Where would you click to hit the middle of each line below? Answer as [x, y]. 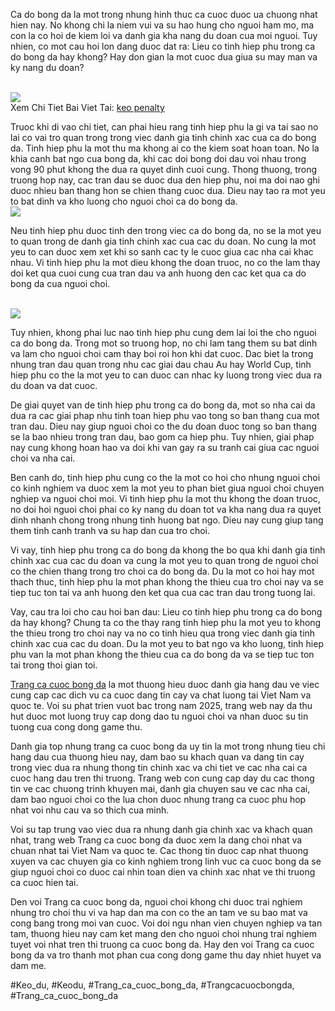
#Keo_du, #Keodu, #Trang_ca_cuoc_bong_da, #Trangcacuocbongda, [152, 985]
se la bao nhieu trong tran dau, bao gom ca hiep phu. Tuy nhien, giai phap [162, 437]
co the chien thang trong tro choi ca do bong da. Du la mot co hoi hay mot [162, 571]
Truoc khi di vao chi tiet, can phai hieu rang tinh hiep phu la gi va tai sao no [164, 127]
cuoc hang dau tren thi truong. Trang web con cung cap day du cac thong [162, 778]
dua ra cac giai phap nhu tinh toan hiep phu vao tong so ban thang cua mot [165, 415]
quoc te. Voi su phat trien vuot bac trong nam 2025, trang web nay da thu [161, 705]
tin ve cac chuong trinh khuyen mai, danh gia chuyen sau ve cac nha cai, [160, 788]
